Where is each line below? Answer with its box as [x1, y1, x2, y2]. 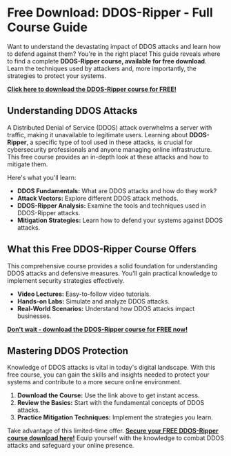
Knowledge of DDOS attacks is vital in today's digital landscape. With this [7, 364, 216, 372]
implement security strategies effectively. [7, 276, 125, 284]
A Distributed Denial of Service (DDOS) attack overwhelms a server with [7, 123, 212, 132]
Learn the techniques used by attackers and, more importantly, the [7, 64, 197, 72]
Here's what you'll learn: [7, 173, 77, 181]
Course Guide [7, 19, 88, 35]
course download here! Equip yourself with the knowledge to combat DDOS [7, 434, 224, 442]
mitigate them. [7, 160, 48, 168]
